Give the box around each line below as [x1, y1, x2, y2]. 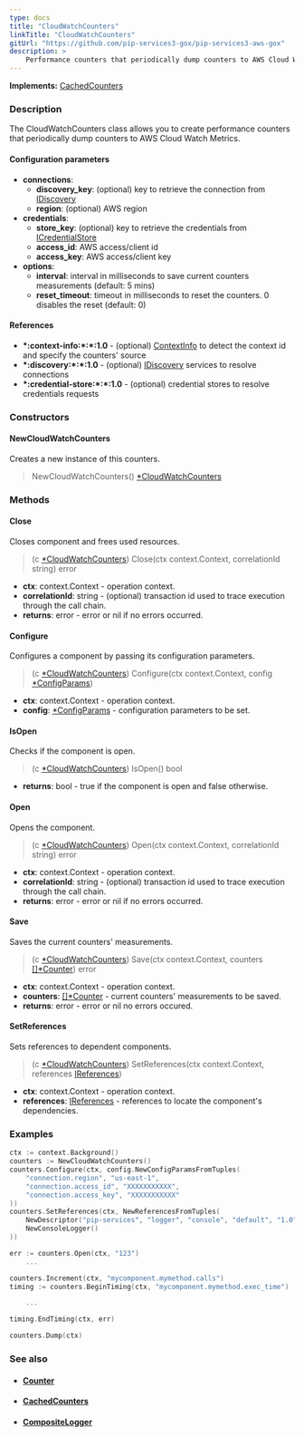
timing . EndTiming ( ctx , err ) [9, 1315, 116, 1324]
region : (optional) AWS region [35, 203, 147, 214]
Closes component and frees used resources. [9, 535, 180, 546]
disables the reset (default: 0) [35, 299, 147, 310]
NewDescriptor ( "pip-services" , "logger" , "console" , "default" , [25, 1216, 273, 1225]
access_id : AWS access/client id [35, 241, 158, 252]
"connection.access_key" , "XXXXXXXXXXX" [25, 1190, 180, 1200]
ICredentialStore [35, 232, 98, 243]
